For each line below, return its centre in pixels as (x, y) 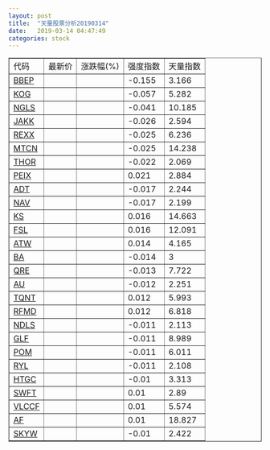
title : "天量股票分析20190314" (59, 23)
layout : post (30, 16)
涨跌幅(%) (100, 67)
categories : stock (39, 38)
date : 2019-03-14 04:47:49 (57, 31)
